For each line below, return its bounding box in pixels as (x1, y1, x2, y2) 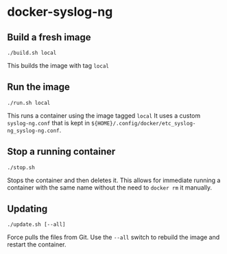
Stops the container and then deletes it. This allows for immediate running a (7, 176, 221, 184)
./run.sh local (7, 99, 51, 106)
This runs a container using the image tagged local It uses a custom (7, 111, 201, 120)
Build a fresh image (7, 31, 91, 43)
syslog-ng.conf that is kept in (7, 118, 91, 127)
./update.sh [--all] (7, 221, 67, 228)
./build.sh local (7, 49, 57, 56)
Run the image (7, 81, 71, 93)
